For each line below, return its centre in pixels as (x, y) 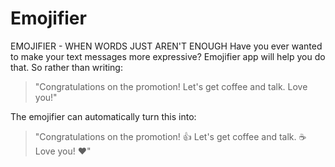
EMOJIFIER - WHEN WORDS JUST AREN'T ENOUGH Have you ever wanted (166, 46)
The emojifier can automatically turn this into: (103, 116)
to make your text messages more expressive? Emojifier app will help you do (168, 56)
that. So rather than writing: (66, 67)
